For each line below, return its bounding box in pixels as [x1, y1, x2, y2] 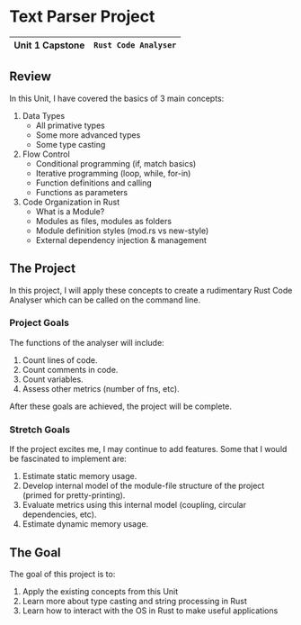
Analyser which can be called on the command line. [9, 294, 200, 305]
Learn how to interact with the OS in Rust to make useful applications [22, 605, 279, 616]
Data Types [22, 110, 66, 121]
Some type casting [35, 139, 106, 149]
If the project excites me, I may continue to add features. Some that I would [9, 444, 288, 455]
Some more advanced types [35, 129, 141, 140]
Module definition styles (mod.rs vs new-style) [35, 225, 209, 236]
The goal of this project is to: [9, 568, 116, 579]
